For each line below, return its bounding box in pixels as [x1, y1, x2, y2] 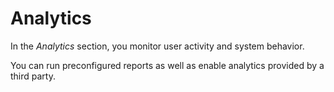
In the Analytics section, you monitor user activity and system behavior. [10, 40, 305, 52]
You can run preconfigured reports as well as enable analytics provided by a [10, 59, 325, 71]
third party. [10, 70, 56, 82]
